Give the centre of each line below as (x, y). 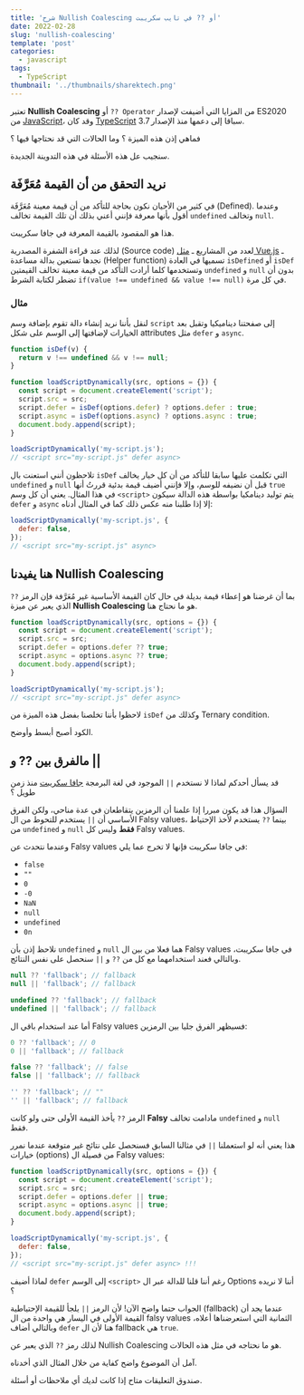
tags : (20, 69)
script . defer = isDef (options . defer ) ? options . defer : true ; (138, 407)
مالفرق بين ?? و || (56, 761)
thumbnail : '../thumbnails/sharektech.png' (94, 85)
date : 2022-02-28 (43, 26)
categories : (33, 52)
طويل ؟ (23, 792)
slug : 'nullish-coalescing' (63, 34)
